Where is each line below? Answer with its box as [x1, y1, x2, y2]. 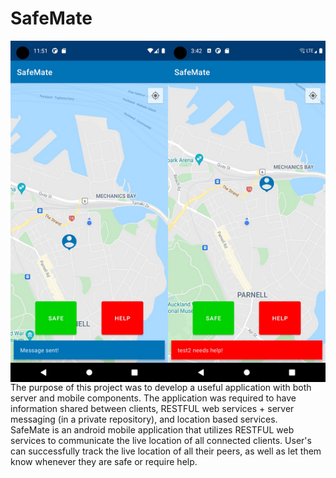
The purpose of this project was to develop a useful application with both [10, 381, 312, 393]
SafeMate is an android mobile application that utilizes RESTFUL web [10, 423, 295, 436]
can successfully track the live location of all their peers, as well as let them [10, 445, 322, 457]
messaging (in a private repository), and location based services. [10, 413, 278, 425]
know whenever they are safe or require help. [10, 455, 198, 467]
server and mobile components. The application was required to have [10, 392, 297, 404]
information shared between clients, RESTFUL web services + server [10, 402, 295, 414]
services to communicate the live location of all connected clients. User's [10, 434, 312, 446]
